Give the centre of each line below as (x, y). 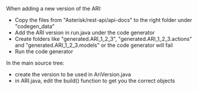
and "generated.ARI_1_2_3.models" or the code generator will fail (94, 45)
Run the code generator (44, 52)
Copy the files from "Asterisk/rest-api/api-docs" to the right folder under (103, 20)
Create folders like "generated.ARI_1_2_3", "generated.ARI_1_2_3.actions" (103, 39)
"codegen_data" (35, 26)
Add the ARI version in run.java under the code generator (85, 33)
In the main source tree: (35, 63)
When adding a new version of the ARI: (54, 9)
